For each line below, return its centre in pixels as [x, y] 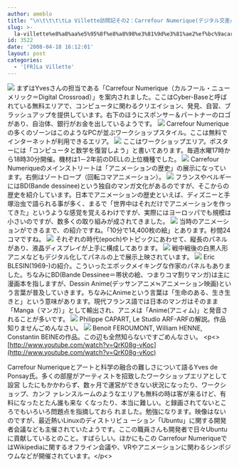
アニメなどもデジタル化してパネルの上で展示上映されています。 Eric [111, 257]
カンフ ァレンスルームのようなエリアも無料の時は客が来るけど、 [126, 393]
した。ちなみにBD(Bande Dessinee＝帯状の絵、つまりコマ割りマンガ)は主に [119, 274]
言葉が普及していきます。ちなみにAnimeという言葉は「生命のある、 [112, 292]
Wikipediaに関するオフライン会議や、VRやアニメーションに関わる [110, 447]
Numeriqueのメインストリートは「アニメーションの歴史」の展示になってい [117, 168]
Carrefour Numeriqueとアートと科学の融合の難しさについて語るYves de [113, 367]
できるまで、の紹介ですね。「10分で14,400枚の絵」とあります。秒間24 [128, 230]
